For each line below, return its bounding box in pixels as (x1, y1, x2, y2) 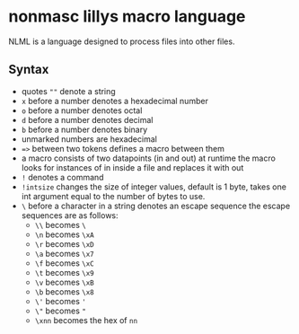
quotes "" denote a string (21, 85, 116, 96)
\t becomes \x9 (34, 267, 95, 277)
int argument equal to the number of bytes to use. (21, 190, 206, 201)
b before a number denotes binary (21, 124, 148, 135)
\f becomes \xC (34, 258, 95, 268)
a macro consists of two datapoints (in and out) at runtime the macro (21, 153, 276, 163)
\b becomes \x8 (34, 286, 95, 297)
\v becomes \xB (34, 277, 95, 287)
